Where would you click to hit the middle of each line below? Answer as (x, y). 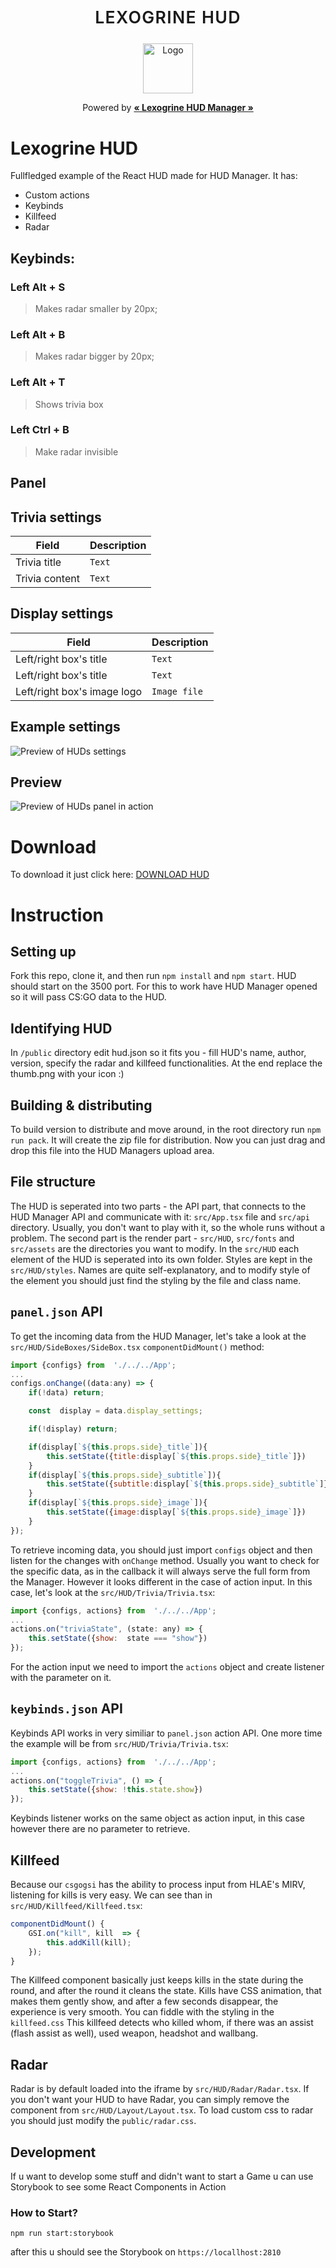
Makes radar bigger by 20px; (94, 356)
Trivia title (38, 562)
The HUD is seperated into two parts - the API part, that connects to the (158, 1206)
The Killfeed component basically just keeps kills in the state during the (157, 1980)
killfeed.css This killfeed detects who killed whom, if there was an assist (162, 2023)
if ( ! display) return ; (73, 1429)
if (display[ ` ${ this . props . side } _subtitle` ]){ (125, 1475)
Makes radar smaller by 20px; (96, 308)
